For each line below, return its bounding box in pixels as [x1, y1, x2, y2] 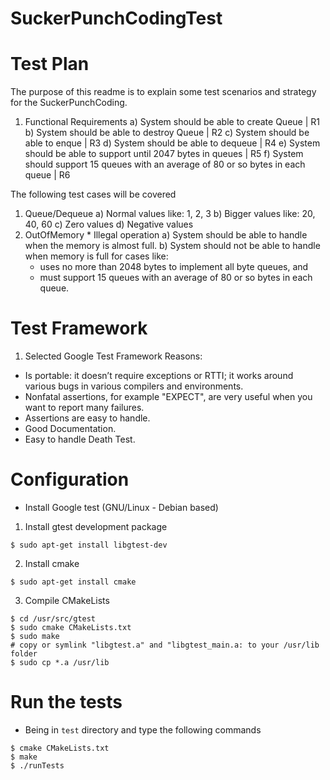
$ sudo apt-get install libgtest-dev [10, 540, 168, 550]
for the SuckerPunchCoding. [10, 97, 128, 109]
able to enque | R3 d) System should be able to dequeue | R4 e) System [24, 137, 321, 149]
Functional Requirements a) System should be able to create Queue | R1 [24, 116, 320, 128]
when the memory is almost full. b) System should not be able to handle [24, 240, 321, 252]
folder [10, 649, 38, 659]
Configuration [10, 468, 130, 491]
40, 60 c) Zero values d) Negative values [24, 218, 194, 231]
